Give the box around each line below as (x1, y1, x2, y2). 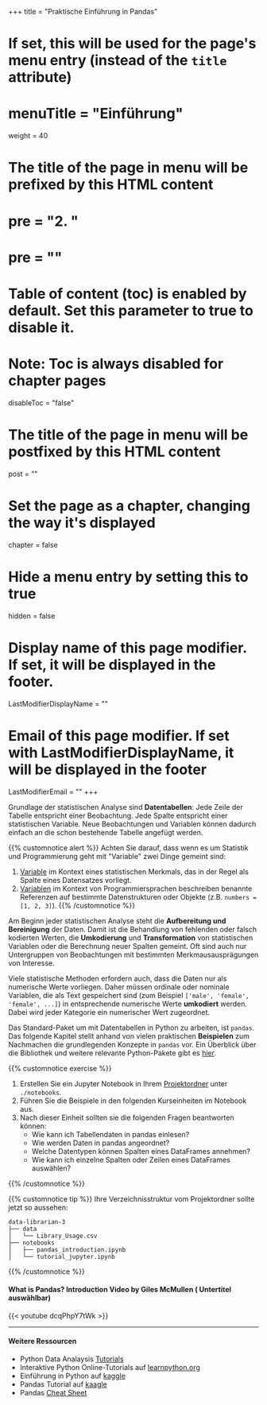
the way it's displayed (8, 513, 157, 532)
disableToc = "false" (8, 397, 75, 408)
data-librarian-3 (8, 1217, 66, 1226)
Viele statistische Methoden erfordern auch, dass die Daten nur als (8, 973, 227, 983)
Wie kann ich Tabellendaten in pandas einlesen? (31, 1129, 190, 1139)
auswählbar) (8, 1293, 52, 1302)
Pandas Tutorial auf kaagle (19, 1379, 107, 1389)
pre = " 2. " (8, 212, 79, 230)
